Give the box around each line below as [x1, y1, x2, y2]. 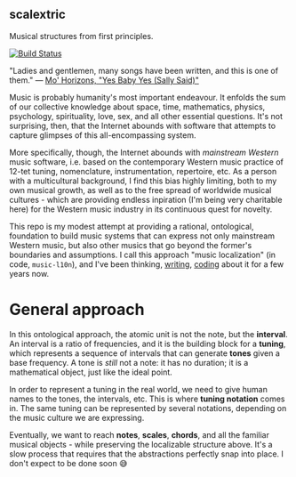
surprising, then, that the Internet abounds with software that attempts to [9, 120, 276, 131]
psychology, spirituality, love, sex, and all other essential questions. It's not [9, 110, 283, 121]
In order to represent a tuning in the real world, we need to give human [9, 384, 268, 394]
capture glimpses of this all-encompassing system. [9, 129, 196, 141]
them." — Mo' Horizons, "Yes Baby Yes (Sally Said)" [9, 75, 200, 85]
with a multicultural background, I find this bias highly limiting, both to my [9, 175, 277, 186]
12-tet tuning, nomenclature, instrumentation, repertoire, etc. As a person [9, 166, 277, 176]
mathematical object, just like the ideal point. [9, 367, 173, 377]
